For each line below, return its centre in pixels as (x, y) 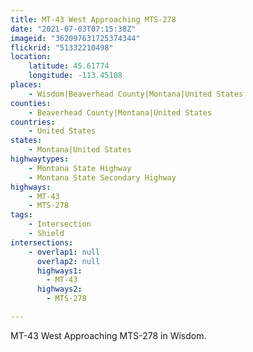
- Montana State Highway (80, 168)
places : (26, 85)
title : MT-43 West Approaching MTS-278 (93, 19)
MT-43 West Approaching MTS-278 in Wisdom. (108, 335)
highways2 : (59, 289)
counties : (31, 103)
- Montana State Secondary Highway (102, 177)
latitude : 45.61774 (69, 66)
